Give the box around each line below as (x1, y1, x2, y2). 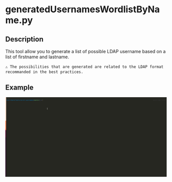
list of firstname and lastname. (5, 54, 69, 60)
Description (5, 35, 44, 43)
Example (5, 83, 34, 92)
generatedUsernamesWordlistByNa (5, 4, 160, 15)
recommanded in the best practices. (5, 70, 83, 75)
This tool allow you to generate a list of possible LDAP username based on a (5, 49, 166, 54)
